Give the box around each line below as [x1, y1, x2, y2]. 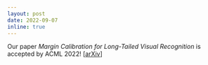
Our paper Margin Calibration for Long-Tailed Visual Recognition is [7, 43, 202, 51]
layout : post [7, 10, 46, 17]
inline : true [7, 23, 46, 30]
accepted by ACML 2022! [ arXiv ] [7, 50, 103, 58]
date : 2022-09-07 [7, 17, 58, 24]
